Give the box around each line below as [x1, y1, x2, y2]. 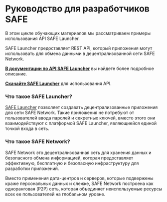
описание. [5, 70, 27, 76]
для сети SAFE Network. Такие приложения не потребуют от [5, 109, 135, 115]
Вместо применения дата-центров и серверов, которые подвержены [5, 175, 154, 181]
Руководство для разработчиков [5, 3, 150, 14]
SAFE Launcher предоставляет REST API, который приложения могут [5, 45, 153, 51]
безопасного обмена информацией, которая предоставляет [5, 154, 134, 160]
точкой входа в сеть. [5, 125, 50, 131]
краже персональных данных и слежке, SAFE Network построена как [5, 180, 154, 186]
